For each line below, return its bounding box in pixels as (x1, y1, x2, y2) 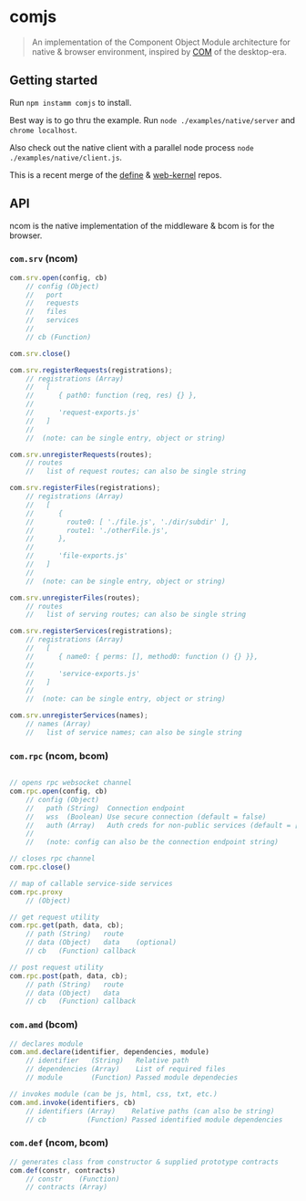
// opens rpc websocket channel (9, 778, 132, 788)
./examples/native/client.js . (9, 151, 123, 162)
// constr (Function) (25, 1175, 120, 1184)
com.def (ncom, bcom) (9, 1136, 109, 1149)
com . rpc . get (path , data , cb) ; (9, 921, 125, 930)
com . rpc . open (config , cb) (9, 787, 107, 796)
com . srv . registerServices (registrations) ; (9, 627, 173, 636)
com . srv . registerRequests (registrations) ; (9, 365, 173, 375)
